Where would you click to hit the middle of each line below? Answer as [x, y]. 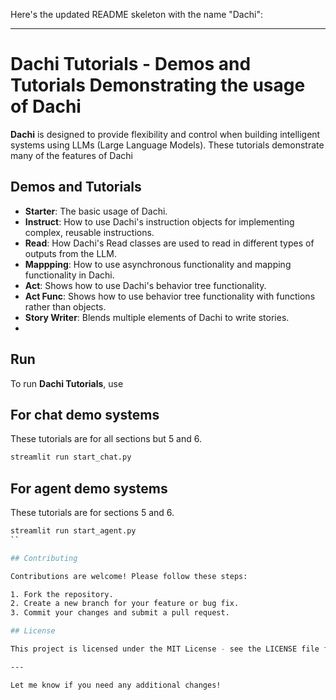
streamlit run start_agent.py [73, 531]
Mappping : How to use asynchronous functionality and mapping [158, 264]
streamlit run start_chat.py [71, 457]
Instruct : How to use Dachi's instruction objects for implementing [159, 221]
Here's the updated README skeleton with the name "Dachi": [136, 14]
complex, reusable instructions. [89, 232]
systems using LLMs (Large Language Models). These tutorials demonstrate [167, 145]
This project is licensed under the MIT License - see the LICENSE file [165, 649]
